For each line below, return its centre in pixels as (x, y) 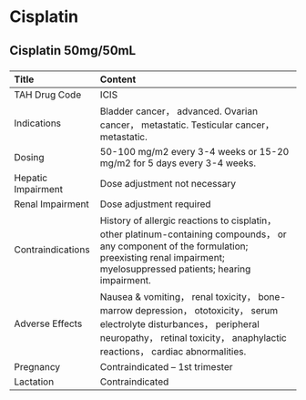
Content (118, 79)
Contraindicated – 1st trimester (167, 366)
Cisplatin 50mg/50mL (73, 51)
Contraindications (52, 250)
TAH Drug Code (48, 95)
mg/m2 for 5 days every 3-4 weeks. (178, 163)
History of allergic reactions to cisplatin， (188, 221)
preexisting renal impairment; (162, 257)
